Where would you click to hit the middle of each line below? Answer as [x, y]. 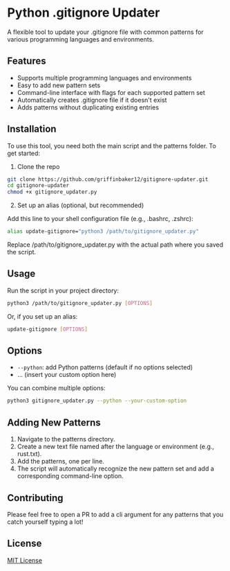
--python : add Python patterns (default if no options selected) [105, 367]
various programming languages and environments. [80, 39]
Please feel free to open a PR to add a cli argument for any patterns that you [115, 514]
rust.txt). [29, 454]
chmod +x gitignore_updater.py [52, 192]
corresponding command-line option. [70, 476]
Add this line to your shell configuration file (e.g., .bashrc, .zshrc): [100, 219]
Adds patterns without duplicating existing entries [88, 107]
